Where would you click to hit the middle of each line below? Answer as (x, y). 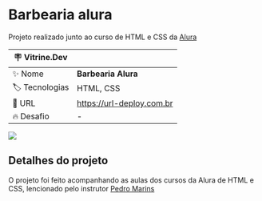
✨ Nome (28, 74)
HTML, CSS (99, 88)
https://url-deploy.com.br (125, 103)
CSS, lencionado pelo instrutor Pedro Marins (81, 188)
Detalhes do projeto (58, 161)
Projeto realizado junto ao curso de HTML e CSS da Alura (103, 37)
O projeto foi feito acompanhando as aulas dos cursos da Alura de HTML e (131, 180)
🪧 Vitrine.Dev (40, 57)
